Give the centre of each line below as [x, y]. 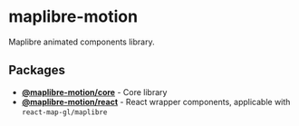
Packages [37, 70]
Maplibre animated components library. [82, 42]
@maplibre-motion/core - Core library [94, 92]
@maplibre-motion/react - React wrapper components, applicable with [156, 102]
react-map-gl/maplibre [64, 112]
